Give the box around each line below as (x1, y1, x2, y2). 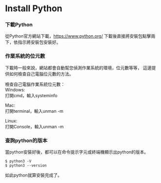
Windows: (5, 86, 25, 93)
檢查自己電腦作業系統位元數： (5, 81, 65, 87)
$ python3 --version (5, 163, 47, 168)
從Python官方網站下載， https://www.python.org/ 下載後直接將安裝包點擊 (5, 33, 151, 39)
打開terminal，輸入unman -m (5, 108, 63, 114)
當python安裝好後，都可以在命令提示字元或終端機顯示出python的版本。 (5, 149, 149, 155)
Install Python (5, 3, 62, 14)
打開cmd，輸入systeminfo (5, 92, 58, 98)
